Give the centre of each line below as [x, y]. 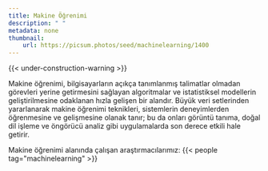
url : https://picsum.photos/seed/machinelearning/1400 [116, 46]
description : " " [37, 23]
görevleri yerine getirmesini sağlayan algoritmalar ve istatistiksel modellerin [132, 92]
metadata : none [34, 30]
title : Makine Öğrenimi [48, 16]
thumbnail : [26, 38]
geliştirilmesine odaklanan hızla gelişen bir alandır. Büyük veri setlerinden [129, 101]
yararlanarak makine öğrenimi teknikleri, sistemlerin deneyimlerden [119, 109]
